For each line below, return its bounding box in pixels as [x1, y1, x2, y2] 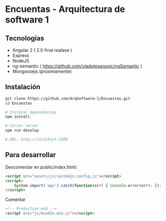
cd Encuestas [5, 101, 32, 106]
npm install [5, 114, 30, 119]
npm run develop [5, 128, 39, 133]
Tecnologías [5, 34, 44, 42]
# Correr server [5, 123, 39, 128]
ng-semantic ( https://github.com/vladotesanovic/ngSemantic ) [12, 63, 143, 69]
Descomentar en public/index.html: [5, 164, 77, 170]
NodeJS [12, 58, 29, 63]
